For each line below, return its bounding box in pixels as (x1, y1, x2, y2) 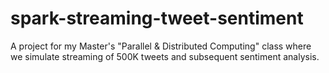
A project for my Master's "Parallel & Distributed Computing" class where (10, 40, 312, 52)
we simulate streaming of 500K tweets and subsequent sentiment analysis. (10, 50, 320, 62)
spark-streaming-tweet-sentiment (10, 7, 304, 30)
